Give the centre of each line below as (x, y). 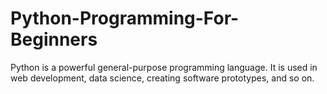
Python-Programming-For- (125, 18)
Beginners (54, 39)
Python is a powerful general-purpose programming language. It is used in (164, 67)
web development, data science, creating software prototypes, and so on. (162, 78)
